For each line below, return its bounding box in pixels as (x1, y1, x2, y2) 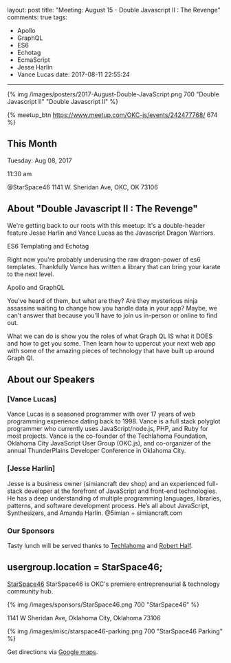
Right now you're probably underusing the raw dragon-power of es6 (7, 255, 201, 264)
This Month (7, 138, 57, 150)
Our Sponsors (7, 526, 55, 536)
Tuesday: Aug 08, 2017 (7, 156, 72, 165)
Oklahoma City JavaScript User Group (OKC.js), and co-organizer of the (7, 439, 211, 448)
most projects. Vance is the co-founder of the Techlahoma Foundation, (7, 432, 208, 440)
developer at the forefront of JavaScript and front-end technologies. (23, 487, 218, 495)
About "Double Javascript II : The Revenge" (7, 203, 198, 215)
